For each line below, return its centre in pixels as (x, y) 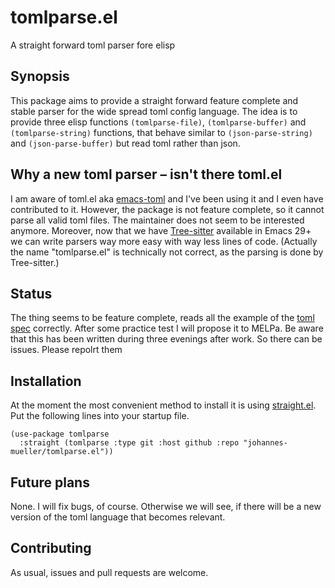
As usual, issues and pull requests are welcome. (109, 572)
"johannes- (265, 443)
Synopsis (40, 76)
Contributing (51, 548)
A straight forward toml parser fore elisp (93, 45)
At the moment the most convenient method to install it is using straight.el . (163, 405)
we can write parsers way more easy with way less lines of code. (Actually (164, 241)
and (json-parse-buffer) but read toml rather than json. (125, 143)
